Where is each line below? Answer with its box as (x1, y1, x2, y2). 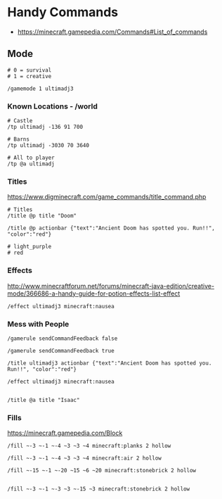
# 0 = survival (7, 66, 52, 74)
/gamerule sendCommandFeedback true (7, 347, 115, 354)
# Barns (7, 136, 30, 143)
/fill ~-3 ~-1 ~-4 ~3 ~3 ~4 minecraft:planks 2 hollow (7, 443, 171, 450)
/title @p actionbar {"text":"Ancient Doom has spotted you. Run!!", (7, 225, 216, 232)
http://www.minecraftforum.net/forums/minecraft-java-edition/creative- (7, 282, 215, 290)
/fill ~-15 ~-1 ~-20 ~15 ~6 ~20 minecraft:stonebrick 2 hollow (7, 467, 197, 474)
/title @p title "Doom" (7, 213, 77, 220)
